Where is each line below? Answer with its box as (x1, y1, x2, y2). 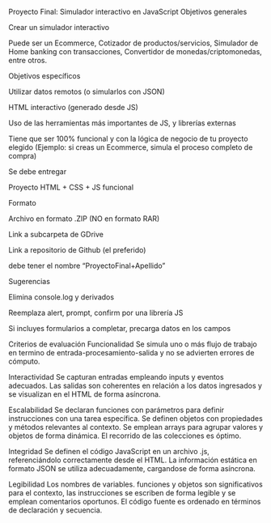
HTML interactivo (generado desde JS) (8, 103, 139, 112)
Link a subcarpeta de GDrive (8, 230, 104, 239)
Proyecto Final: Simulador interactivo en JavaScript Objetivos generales (8, 7, 248, 16)
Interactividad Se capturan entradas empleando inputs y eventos (8, 372, 224, 381)
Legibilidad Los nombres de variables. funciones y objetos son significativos (8, 479, 263, 489)
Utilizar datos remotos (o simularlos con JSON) (8, 87, 165, 96)
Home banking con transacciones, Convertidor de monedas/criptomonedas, (8, 47, 263, 56)
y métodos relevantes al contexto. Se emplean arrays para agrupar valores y (8, 423, 264, 432)
